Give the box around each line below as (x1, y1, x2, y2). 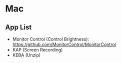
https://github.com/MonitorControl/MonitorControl (12, 41, 116, 47)
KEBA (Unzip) (12, 52, 41, 58)
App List (5, 23, 32, 31)
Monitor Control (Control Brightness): (12, 36, 89, 42)
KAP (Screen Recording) (12, 47, 63, 52)
